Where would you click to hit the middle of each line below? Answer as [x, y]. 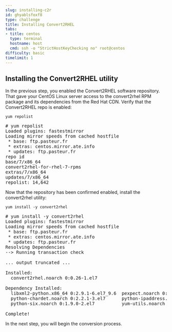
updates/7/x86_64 [27, 177]
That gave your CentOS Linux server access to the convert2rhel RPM [78, 96]
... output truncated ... [38, 263]
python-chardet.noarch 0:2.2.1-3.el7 [58, 299]
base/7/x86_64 [23, 162]
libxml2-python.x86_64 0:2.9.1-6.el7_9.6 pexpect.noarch [85, 294]
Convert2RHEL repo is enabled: [39, 107]
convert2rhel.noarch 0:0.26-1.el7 [54, 278]
